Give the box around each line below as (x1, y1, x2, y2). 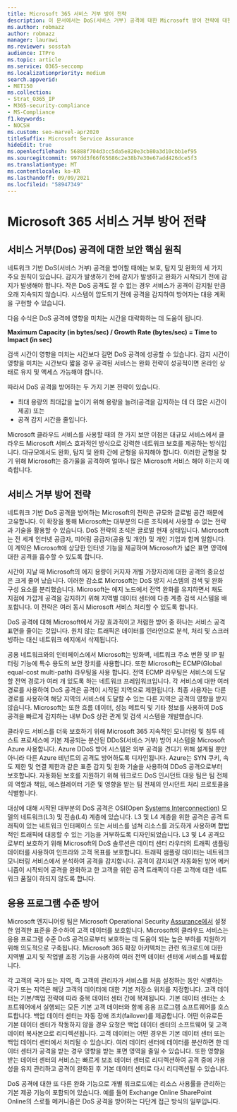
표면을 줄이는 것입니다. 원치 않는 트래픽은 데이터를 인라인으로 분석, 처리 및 (7, 627, 210, 635)
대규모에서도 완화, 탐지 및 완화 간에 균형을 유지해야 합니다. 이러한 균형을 (22, 448, 220, 457)
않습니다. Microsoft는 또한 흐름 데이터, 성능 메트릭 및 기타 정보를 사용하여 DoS (7, 703, 224, 712)
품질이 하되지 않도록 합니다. (20, 874, 97, 883)
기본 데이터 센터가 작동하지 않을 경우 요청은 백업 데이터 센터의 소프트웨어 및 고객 (7, 1020, 228, 1029)
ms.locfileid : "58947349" (7, 181, 83, 188)
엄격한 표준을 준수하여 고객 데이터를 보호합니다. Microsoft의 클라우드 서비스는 (14, 926, 229, 934)
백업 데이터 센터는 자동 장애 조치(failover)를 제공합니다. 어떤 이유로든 (33, 1012, 224, 1020)
